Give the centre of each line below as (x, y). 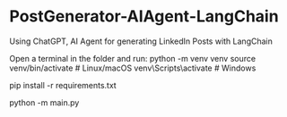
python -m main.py (44, 102)
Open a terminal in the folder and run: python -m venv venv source (133, 58)
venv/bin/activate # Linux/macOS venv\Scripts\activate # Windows (133, 68)
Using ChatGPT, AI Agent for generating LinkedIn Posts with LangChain (141, 41)
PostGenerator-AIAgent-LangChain (144, 17)
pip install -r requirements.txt (63, 85)
